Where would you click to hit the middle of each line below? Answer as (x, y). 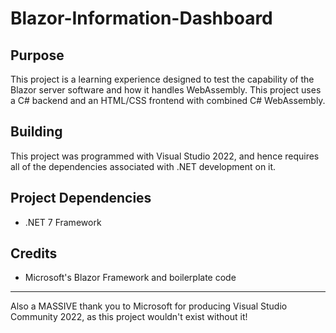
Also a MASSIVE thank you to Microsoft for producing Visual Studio (149, 306)
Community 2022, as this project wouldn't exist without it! (129, 317)
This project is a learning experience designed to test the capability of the (162, 79)
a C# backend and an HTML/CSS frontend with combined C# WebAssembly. (168, 100)
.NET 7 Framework (63, 222)
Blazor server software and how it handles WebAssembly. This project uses (166, 90)
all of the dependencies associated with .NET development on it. (143, 166)
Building (36, 132)
